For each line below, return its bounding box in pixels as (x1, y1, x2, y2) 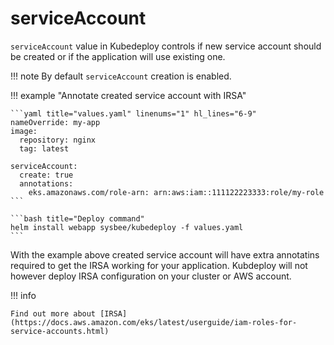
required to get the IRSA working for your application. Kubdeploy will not (10, 259, 308, 271)
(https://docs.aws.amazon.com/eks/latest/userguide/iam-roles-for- (10, 317, 298, 327)
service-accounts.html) (10, 326, 110, 336)
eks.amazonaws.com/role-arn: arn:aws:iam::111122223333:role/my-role (28, 187, 325, 197)
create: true (19, 170, 74, 180)
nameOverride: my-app (10, 117, 101, 127)
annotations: (19, 178, 74, 189)
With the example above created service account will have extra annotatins (10, 248, 320, 261)
